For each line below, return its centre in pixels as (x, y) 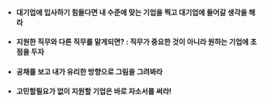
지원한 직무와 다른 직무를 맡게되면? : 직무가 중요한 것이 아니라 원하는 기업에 (132, 42)
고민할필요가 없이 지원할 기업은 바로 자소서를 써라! (93, 91)
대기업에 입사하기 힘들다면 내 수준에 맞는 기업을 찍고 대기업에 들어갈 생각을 (131, 12)
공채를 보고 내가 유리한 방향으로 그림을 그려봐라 (89, 71)
